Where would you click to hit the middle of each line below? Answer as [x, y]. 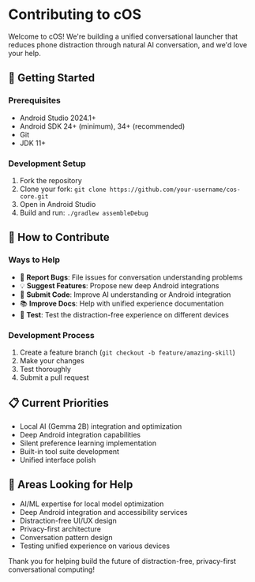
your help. [24, 53]
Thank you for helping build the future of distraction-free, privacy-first [122, 561]
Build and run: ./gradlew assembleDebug [84, 212]
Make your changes [52, 360]
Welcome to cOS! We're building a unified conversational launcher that [123, 36]
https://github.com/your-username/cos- [175, 190]
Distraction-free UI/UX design [68, 520]
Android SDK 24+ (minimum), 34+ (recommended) [102, 126]
